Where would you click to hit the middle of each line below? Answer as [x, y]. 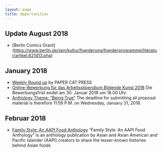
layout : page [18, 9]
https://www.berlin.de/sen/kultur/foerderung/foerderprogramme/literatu [85, 50]
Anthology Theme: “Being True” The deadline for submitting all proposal [84, 98]
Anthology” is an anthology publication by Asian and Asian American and [85, 135]
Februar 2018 [25, 118]
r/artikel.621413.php [32, 56]
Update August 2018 [37, 34]
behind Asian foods [31, 145]
